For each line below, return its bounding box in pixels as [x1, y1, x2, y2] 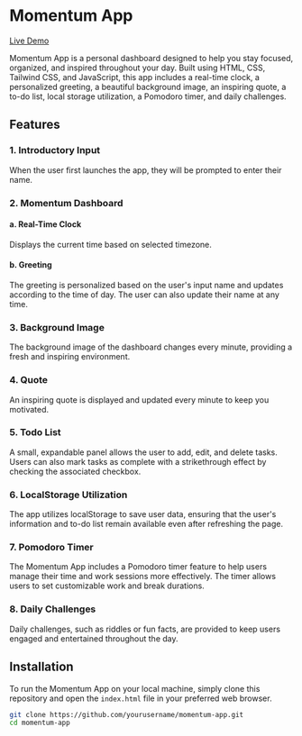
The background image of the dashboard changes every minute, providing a [9, 341, 293, 352]
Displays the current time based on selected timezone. [9, 239, 212, 250]
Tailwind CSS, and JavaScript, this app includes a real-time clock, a [9, 71, 260, 82]
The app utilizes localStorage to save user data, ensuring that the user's [9, 509, 277, 520]
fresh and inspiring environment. [9, 351, 131, 362]
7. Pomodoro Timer [9, 541, 94, 554]
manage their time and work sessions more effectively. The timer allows [9, 571, 277, 582]
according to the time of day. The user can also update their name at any [9, 289, 279, 300]
